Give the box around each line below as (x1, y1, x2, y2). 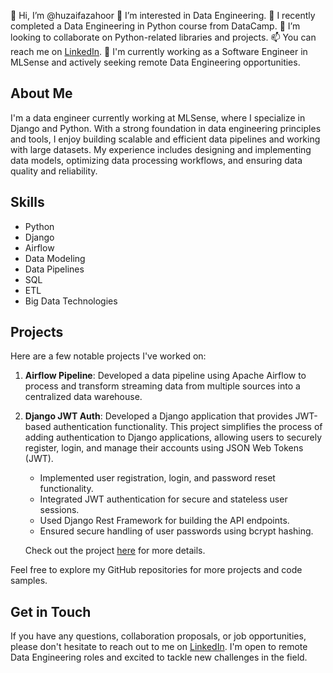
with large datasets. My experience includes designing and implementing (10, 143, 312, 155)
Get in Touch (10, 603, 92, 620)
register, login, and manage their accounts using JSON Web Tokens (24, 442, 304, 454)
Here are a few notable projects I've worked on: (10, 350, 207, 362)
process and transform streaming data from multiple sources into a (24, 380, 301, 392)
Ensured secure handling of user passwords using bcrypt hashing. (39, 525, 314, 537)
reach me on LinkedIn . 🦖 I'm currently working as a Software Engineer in (10, 46, 308, 57)
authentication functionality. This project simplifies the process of (53, 421, 323, 433)
